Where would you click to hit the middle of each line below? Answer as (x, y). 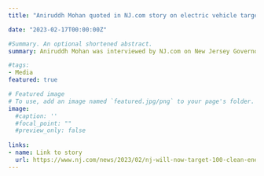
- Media (21, 73)
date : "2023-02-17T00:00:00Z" (58, 29)
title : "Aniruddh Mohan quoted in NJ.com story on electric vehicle (123, 15)
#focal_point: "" (44, 123)
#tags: (19, 65)
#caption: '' (37, 116)
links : (19, 145)
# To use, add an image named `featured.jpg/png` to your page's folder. (132, 101)
